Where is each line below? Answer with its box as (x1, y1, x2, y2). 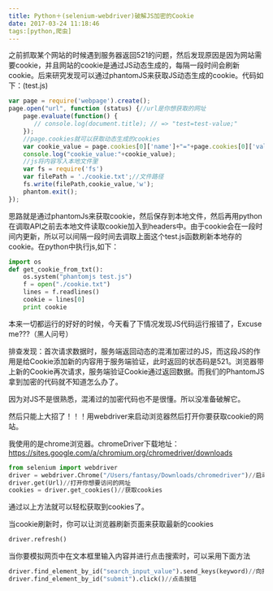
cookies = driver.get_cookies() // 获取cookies (8, 486, 163, 494)
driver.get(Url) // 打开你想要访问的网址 (8, 479, 132, 487)
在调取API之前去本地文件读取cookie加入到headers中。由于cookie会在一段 (8, 221, 256, 231)
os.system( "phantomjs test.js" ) (23, 273, 132, 281)
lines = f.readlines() (23, 288, 100, 297)
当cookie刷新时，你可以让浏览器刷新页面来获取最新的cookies (8, 519, 214, 529)
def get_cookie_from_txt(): (8, 265, 104, 273)
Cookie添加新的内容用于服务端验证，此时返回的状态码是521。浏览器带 (29, 356, 264, 366)
